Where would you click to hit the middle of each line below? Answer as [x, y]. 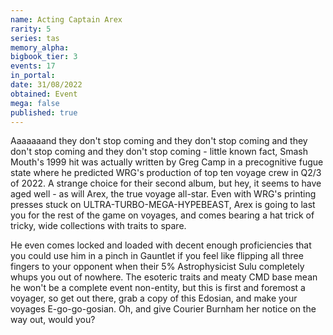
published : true [44, 112]
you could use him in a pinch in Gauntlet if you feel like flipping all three [157, 256]
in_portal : [33, 76]
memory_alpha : [40, 47]
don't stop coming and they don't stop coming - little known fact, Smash [159, 152]
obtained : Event [44, 94]
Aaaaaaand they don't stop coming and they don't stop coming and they [159, 141]
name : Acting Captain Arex [66, 19]
